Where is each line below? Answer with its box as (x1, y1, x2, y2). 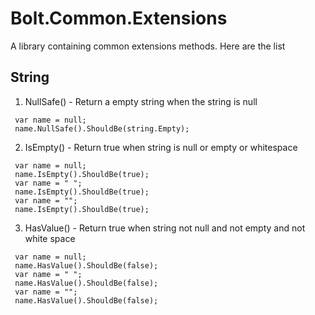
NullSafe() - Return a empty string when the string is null (24, 95, 258, 107)
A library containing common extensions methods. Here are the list (10, 40, 286, 52)
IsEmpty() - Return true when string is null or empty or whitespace (24, 141, 298, 153)
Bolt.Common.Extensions (10, 7, 228, 30)
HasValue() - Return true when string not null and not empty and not (24, 222, 306, 234)
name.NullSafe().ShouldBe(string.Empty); (14, 123, 190, 134)
